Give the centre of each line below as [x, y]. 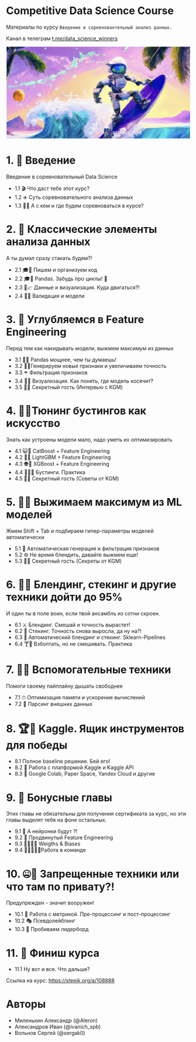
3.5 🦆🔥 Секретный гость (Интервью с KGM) [68, 387]
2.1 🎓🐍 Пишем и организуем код [56, 270]
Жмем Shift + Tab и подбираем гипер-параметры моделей [80, 531]
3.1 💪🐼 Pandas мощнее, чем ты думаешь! [66, 360]
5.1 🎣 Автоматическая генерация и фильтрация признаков [87, 548]
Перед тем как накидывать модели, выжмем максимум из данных [90, 348]
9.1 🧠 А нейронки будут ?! [46, 831]
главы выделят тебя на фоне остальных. [56, 820]
